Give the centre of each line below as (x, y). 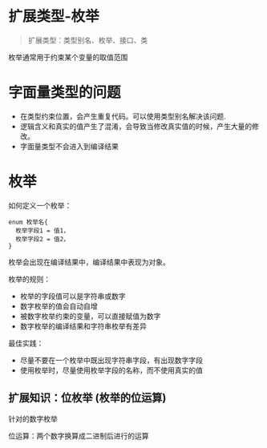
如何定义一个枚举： (40, 205)
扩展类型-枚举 (54, 16)
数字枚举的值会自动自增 (59, 306)
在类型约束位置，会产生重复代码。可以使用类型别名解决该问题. (123, 116)
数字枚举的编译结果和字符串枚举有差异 (83, 326)
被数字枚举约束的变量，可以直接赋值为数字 (90, 316)
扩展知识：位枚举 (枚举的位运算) (87, 398)
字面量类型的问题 (65, 93)
